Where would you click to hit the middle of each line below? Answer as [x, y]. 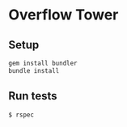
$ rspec [21, 115]
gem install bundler [43, 63]
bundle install [34, 70]
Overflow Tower [63, 15]
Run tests [33, 96]
